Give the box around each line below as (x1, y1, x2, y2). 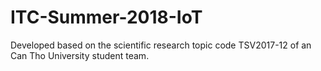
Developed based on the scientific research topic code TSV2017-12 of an (10, 39, 312, 51)
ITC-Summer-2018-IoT (10, 6, 203, 29)
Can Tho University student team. (10, 49, 150, 61)
